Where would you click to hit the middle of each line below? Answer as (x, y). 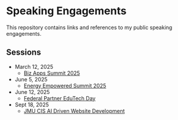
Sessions (24, 53)
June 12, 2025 (32, 92)
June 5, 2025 (31, 79)
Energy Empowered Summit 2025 (65, 86)
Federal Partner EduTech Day (60, 98)
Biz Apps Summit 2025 (52, 73)
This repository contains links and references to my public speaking (89, 27)
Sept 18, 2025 (32, 105)
